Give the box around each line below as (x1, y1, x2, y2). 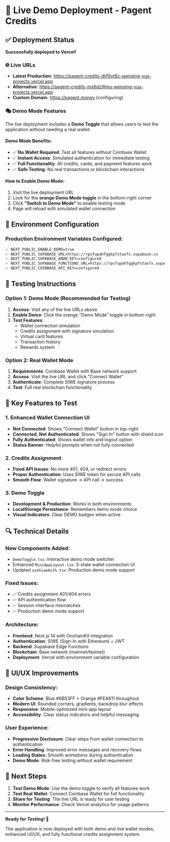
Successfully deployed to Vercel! (5, 49, 77, 55)
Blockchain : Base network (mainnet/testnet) (12, 649, 105, 655)
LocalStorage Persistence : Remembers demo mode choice (12, 506, 138, 512)
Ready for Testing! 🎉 (5, 816, 49, 822)
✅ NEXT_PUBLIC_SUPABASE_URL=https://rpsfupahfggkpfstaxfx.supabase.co (5, 252, 158, 257)
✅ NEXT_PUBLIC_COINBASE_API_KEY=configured (5, 266, 100, 271)
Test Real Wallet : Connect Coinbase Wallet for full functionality (12, 791, 145, 797)
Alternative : (12, 84, 38, 90)
